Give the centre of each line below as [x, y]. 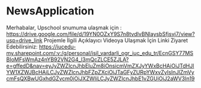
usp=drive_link [25, 40]
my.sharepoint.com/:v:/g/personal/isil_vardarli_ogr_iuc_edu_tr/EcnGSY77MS [100, 53]
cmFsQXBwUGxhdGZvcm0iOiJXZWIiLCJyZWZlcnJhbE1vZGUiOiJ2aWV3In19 [100, 78]
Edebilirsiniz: [22, 47]
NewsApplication [50, 11]
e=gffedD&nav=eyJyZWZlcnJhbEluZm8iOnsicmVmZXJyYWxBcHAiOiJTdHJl [100, 66]
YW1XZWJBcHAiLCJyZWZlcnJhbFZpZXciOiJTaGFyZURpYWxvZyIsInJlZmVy [100, 72]
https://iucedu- [57, 47]
